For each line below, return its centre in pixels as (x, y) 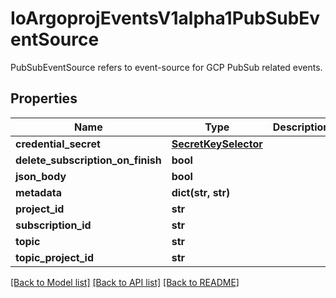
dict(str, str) (201, 192)
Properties (44, 98)
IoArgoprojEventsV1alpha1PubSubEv (165, 18)
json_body (41, 176)
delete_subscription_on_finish (88, 160)
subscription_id (53, 225)
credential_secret (58, 144)
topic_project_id (54, 257)
